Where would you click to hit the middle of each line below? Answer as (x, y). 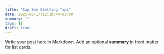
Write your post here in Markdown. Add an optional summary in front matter (82, 42)
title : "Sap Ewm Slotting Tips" (38, 10)
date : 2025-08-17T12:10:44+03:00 (39, 14)
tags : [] (14, 23)
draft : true (17, 28)
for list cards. (18, 47)
